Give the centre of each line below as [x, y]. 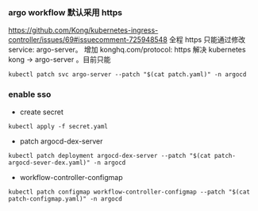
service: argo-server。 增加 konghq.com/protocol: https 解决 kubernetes [127, 50]
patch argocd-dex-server [61, 141]
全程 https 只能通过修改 [208, 40]
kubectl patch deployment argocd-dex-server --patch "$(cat [110, 155]
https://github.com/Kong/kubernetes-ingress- [83, 30]
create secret [41, 112]
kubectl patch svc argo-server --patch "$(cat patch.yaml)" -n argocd [127, 75]
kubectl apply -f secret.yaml [58, 126]
